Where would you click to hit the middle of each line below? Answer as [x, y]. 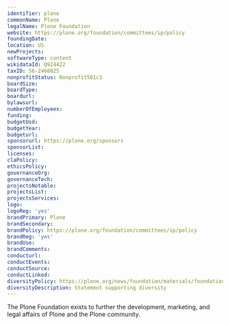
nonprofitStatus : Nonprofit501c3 [55, 77]
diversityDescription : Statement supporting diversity [87, 288]
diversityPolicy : [32, 281]
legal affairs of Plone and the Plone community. [74, 314]
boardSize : [23, 84]
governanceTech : [30, 179]
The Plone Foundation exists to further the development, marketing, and [108, 307]
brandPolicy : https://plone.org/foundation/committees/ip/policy [102, 230]
